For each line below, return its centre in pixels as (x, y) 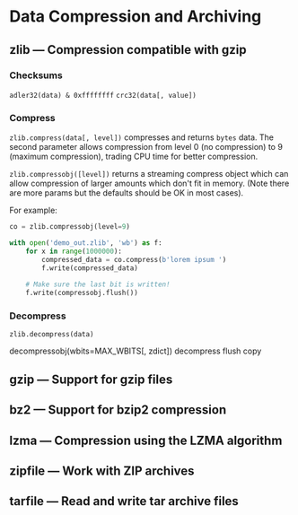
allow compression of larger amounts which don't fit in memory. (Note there (149, 183)
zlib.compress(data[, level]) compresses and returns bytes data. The (142, 137)
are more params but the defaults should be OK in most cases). (127, 193)
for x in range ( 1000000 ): (74, 251)
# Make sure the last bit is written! (98, 284)
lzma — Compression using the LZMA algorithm (146, 440)
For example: (34, 210)
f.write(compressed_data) (90, 268)
